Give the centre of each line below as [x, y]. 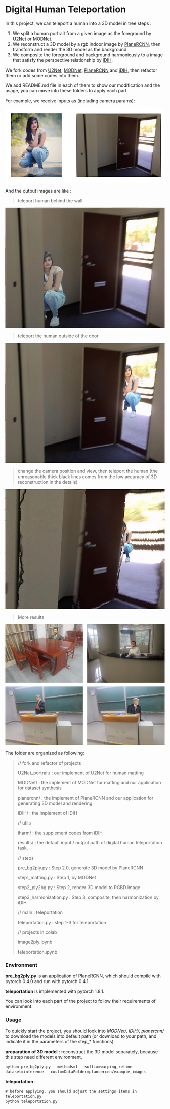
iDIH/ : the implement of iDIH [47, 813]
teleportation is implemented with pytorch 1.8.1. [55, 991]
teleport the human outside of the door [58, 336]
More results [31, 617]
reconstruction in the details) [48, 482]
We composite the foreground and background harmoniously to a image [88, 55]
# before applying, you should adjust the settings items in [71, 1091]
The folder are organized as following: [45, 753]
